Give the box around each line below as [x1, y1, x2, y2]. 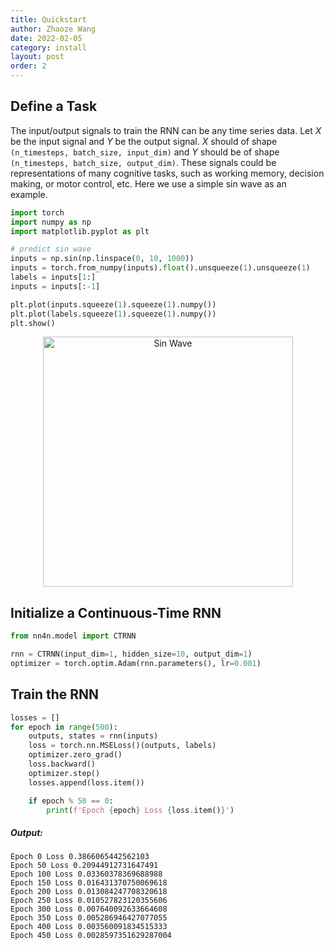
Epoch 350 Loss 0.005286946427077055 [10, 913, 168, 923]
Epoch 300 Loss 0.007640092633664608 [10, 904, 168, 915]
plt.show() [10, 318, 56, 328]
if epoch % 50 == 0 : [28, 796, 114, 806]
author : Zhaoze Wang [10, 24, 97, 34]
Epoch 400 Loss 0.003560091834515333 [10, 922, 168, 932]
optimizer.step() [28, 768, 101, 778]
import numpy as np [10, 217, 92, 227]
